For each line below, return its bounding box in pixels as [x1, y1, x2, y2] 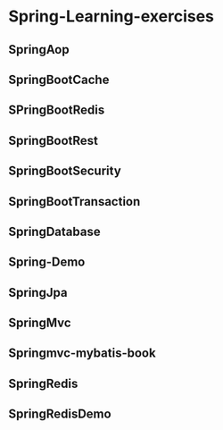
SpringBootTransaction [8, 194, 141, 209]
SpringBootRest [8, 132, 99, 148]
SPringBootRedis [8, 103, 105, 118]
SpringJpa [8, 284, 68, 300]
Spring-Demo [8, 255, 86, 270]
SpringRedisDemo [8, 407, 112, 422]
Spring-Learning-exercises [8, 6, 215, 27]
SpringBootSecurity [8, 164, 121, 179]
